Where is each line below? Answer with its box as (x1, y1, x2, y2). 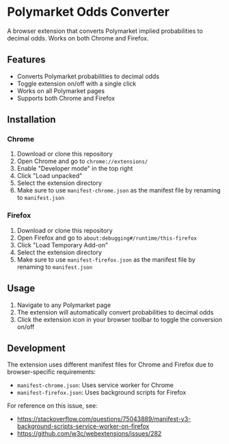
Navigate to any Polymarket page (16, 301, 111, 309)
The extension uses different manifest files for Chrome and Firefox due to (7, 360, 214, 369)
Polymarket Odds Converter (7, 4, 170, 20)
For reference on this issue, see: (7, 402, 98, 410)
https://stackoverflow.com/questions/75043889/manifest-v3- (16, 415, 191, 423)
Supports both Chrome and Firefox (16, 94, 115, 102)
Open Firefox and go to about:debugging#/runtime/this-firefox (16, 234, 197, 242)
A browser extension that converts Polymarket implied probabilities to (7, 27, 203, 35)
